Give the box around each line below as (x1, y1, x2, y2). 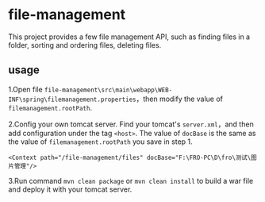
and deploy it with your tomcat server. (8, 185, 132, 194)
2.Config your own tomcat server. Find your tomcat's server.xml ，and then (8, 119, 254, 129)
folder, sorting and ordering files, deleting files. (8, 40, 162, 49)
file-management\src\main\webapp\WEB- (44, 86, 173, 94)
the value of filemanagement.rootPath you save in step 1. (8, 137, 193, 146)
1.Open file (8, 84, 43, 94)
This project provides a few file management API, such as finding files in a (8, 32, 251, 41)
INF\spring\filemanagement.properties (8, 95, 136, 103)
